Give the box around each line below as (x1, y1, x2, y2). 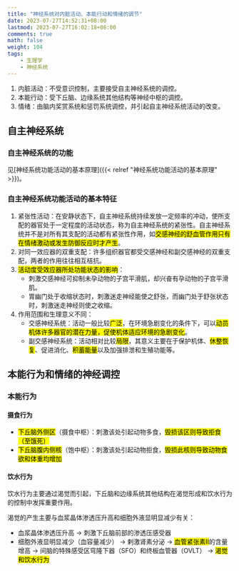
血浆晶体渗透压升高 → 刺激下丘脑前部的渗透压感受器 (17, 529, 172, 537)
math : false (7, 37, 43, 44)
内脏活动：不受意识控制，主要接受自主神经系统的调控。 (17, 84, 180, 93)
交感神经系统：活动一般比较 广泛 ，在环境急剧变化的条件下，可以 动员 (28, 318, 229, 327)
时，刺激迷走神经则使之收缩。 (28, 300, 116, 309)
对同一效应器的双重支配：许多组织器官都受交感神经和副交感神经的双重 (17, 247, 225, 256)
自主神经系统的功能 (7, 148, 73, 158)
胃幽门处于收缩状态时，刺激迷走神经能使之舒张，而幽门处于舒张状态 (28, 292, 229, 300)
